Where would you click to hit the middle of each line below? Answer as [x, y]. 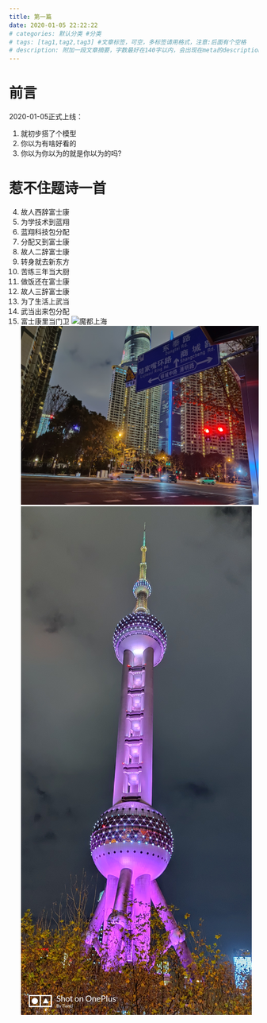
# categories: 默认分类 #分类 [55, 33]
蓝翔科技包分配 [45, 232]
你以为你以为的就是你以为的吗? [71, 153]
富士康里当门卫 [45, 321]
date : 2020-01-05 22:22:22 [53, 25]
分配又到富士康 [45, 242]
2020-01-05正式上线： [46, 117]
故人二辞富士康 [45, 252]
